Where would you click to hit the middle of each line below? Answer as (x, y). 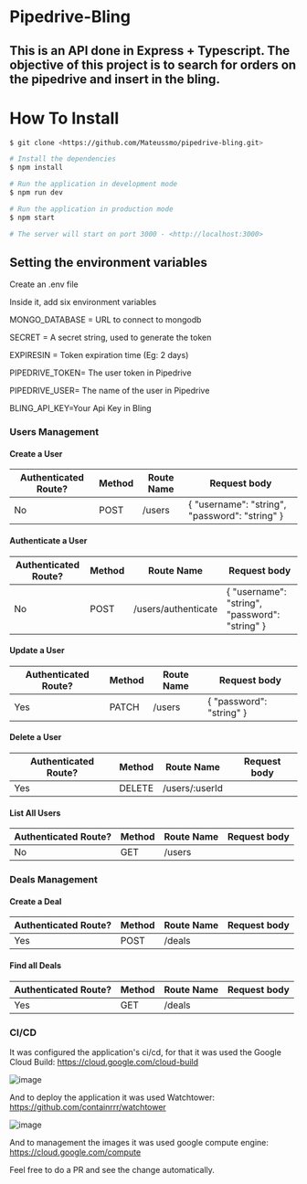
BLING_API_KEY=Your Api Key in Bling (81, 408)
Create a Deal (36, 901)
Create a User (36, 453)
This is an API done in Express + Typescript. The (150, 51)
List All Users (35, 813)
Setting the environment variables (108, 262)
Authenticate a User (48, 541)
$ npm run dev (37, 193)
